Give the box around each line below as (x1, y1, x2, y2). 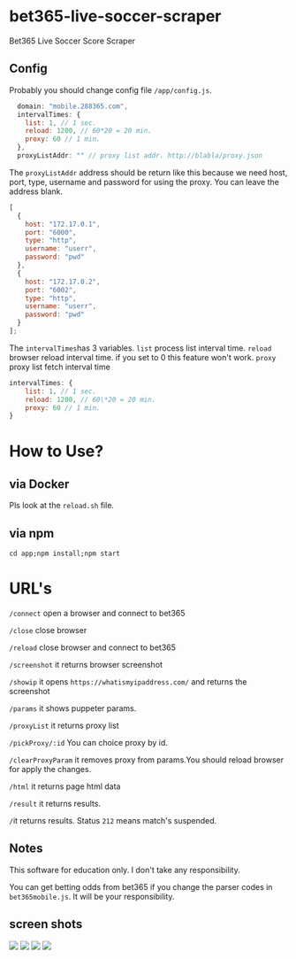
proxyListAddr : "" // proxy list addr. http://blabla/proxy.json (17, 151, 263, 160)
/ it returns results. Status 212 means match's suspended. (9, 816, 217, 825)
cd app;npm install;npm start (9, 549, 121, 559)
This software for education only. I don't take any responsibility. (9, 864, 240, 875)
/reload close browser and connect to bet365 (9, 642, 177, 653)
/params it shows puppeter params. (9, 703, 137, 714)
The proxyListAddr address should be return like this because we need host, (9, 166, 288, 178)
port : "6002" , (25, 285, 77, 294)
